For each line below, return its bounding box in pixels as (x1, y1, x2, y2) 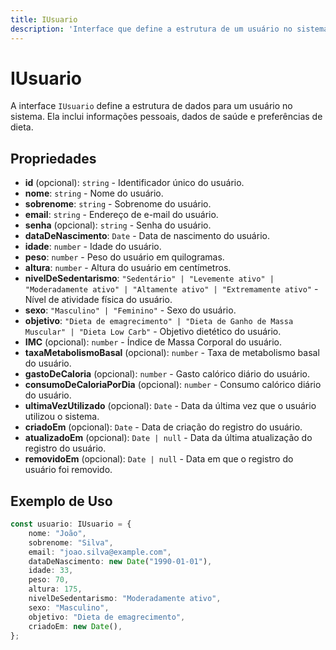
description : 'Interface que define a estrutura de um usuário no (10, 24, 293, 34)
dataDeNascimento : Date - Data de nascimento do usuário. (24, 230, 270, 242)
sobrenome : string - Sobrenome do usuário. (24, 198, 212, 210)
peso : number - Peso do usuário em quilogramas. (24, 251, 225, 263)
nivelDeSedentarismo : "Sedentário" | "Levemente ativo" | (24, 272, 275, 285)
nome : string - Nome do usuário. (24, 187, 164, 200)
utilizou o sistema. (24, 411, 100, 423)
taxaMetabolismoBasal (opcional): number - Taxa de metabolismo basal (24, 347, 320, 359)
